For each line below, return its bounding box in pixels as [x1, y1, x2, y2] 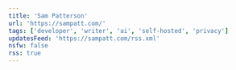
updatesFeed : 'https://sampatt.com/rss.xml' [8, 34, 160, 43]
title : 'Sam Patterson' [8, 11, 89, 20]
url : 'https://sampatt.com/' [8, 19, 106, 27]
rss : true [8, 49, 42, 57]
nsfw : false [8, 42, 48, 50]
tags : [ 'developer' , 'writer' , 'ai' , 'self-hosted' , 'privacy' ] [8, 27, 229, 35]
